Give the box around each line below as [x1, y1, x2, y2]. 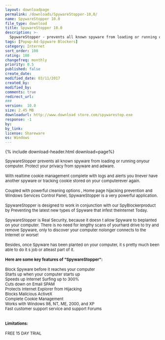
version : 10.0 [5, 103, 36, 108]
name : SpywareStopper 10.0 [5, 16, 60, 21]
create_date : [5, 71, 32, 76]
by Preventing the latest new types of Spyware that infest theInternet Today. [5, 208, 148, 213]
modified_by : [5, 85, 32, 90]
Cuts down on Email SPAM [5, 281, 55, 287]
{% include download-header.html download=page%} [5, 149, 115, 155]
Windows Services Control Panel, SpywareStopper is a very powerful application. [5, 193, 158, 198]
